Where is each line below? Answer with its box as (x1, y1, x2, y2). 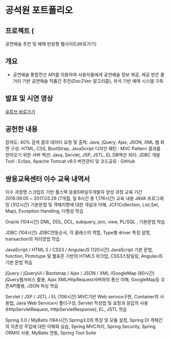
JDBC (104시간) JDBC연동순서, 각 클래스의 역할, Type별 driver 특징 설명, (5, 229, 151, 236)
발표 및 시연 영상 (5, 94, 53, 103)
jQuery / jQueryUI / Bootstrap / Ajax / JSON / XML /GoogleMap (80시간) (5, 270, 155, 277)
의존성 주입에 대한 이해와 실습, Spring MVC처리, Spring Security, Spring (10, 323, 156, 330)
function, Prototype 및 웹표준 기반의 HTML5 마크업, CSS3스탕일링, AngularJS (5, 253, 163, 259)
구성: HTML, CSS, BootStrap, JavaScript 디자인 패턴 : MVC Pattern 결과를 (10, 146, 161, 152)
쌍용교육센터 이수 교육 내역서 (5, 175, 90, 183)
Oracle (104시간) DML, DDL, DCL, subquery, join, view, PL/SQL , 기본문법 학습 (5, 219, 165, 225)
